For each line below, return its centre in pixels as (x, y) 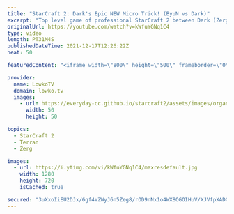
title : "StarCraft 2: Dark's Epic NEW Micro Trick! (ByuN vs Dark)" (109, 14)
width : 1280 (37, 174)
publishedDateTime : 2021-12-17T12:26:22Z (68, 46)
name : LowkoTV (34, 84)
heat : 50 (20, 53)
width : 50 (40, 110)
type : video (24, 33)
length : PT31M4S (31, 40)
